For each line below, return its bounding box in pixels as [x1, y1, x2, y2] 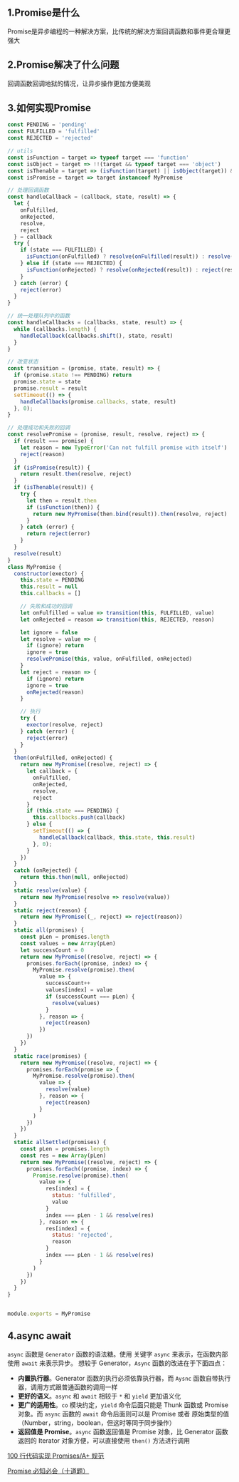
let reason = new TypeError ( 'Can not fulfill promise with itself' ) [20, 444, 228, 451]
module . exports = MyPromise [7, 1310, 91, 1317]
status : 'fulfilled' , [52, 1192, 116, 1199]
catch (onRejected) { [14, 867, 78, 875]
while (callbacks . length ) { [14, 325, 97, 333]
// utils [7, 148, 33, 155]
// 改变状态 [7, 359, 39, 366]
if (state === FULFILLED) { [20, 247, 103, 254]
